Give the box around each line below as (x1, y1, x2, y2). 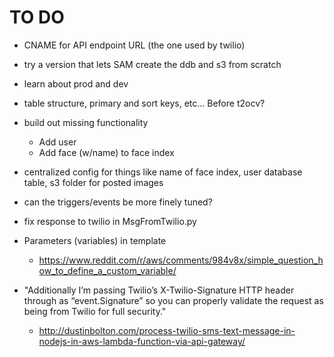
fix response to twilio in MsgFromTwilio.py (23, 215, 197, 227)
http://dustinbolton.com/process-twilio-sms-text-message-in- (38, 324, 296, 336)
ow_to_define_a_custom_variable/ (38, 264, 177, 276)
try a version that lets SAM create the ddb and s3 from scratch (23, 58, 282, 70)
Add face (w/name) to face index (38, 146, 175, 158)
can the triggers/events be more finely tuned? (23, 196, 213, 208)
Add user (38, 136, 77, 148)
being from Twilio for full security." (23, 305, 167, 317)
